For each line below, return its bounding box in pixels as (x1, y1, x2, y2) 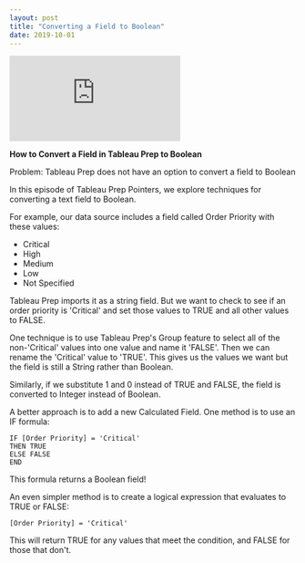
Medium (22, 258, 55, 269)
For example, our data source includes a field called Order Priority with (9, 212, 275, 223)
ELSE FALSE (9, 450, 51, 459)
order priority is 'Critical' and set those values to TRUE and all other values (9, 305, 290, 316)
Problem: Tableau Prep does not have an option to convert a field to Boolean (9, 166, 296, 178)
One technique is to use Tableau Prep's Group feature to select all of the (9, 332, 280, 343)
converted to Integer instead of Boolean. (9, 389, 161, 400)
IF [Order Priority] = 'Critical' (9, 434, 141, 443)
